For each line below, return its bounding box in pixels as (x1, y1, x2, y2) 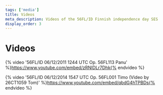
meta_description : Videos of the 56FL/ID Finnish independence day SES (5, 16, 158, 21)
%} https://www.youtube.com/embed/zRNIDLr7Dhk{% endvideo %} (5, 64, 145, 70)
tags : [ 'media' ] (5, 7, 39, 12)
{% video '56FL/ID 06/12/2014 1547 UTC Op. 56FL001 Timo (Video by (5, 74, 149, 80)
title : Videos (5, 12, 35, 17)
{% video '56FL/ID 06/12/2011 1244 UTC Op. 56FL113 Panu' (5, 59, 128, 65)
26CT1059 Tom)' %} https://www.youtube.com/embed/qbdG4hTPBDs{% (5, 79, 155, 85)
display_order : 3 (5, 21, 42, 26)
